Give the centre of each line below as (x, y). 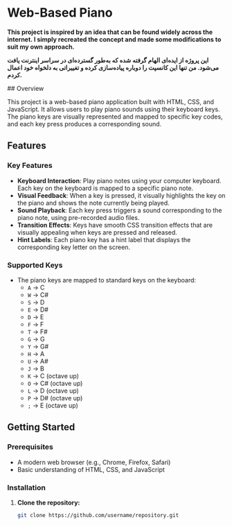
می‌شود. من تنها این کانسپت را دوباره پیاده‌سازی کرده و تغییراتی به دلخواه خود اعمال (113, 67)
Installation (27, 487)
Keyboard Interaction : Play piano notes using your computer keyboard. (119, 180)
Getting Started (41, 427)
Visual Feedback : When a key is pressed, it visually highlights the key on (121, 195)
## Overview (26, 88)
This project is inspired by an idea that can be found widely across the (110, 32)
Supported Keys (35, 265)
